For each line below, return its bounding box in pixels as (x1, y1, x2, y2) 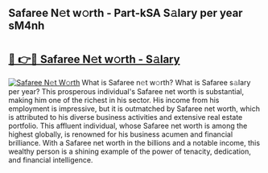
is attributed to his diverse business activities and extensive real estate (8, 113, 243, 122)
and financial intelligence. (8, 155, 93, 164)
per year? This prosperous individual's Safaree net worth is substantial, (8, 87, 244, 96)
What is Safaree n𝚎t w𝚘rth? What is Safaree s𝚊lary (81, 78, 251, 87)
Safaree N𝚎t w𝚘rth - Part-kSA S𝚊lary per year (8, 6, 243, 20)
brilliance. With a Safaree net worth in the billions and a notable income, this (8, 138, 260, 147)
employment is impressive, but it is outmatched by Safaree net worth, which (8, 104, 260, 113)
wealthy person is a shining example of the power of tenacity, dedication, (8, 146, 251, 156)
